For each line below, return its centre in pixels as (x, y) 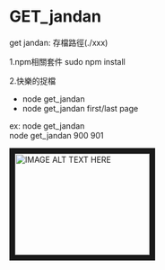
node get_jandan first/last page (80, 108)
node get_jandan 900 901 (57, 135)
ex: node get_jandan (47, 126)
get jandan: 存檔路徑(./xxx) (59, 42)
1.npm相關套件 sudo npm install (67, 61)
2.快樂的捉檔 (33, 81)
